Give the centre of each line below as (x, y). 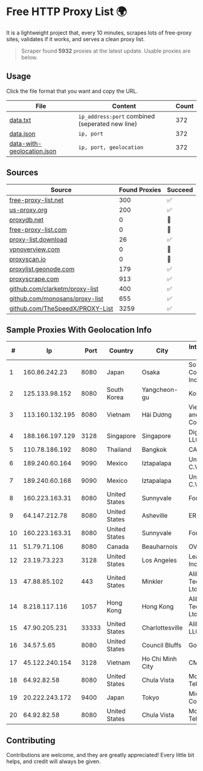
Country (121, 351)
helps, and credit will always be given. (53, 761)
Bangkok (154, 449)
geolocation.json (33, 151)
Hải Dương (157, 415)
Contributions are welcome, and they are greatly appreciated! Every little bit (100, 755)
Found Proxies (140, 190)
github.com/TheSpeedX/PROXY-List (61, 308)
